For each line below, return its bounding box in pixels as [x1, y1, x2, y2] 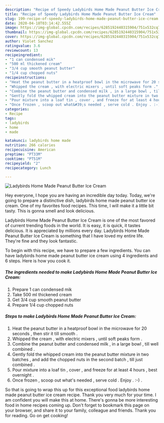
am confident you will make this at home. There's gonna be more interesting [5, 397, 158, 403]
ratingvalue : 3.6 [5, 43, 41, 48]
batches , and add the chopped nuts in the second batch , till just [12, 357, 143, 363]
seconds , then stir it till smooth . [12, 331, 78, 337]
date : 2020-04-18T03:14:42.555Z [5, 20, 71, 26]
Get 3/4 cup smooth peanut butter [12, 297, 82, 303]
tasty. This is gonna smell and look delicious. [5, 208, 95, 214]
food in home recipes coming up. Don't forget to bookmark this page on [5, 403, 150, 408]
